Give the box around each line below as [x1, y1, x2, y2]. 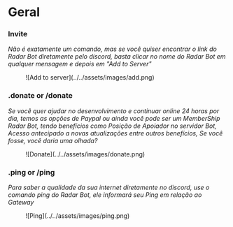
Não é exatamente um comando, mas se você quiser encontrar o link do [8, 45, 218, 53]
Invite [8, 29, 28, 39]
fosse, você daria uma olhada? [8, 136, 98, 145]
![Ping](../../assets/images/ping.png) [25, 212, 130, 220]
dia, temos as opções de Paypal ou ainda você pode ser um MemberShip [8, 114, 220, 122]
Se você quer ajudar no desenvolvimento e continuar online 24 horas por [8, 106, 220, 115]
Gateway [8, 198, 34, 207]
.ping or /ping [8, 167, 55, 177]
